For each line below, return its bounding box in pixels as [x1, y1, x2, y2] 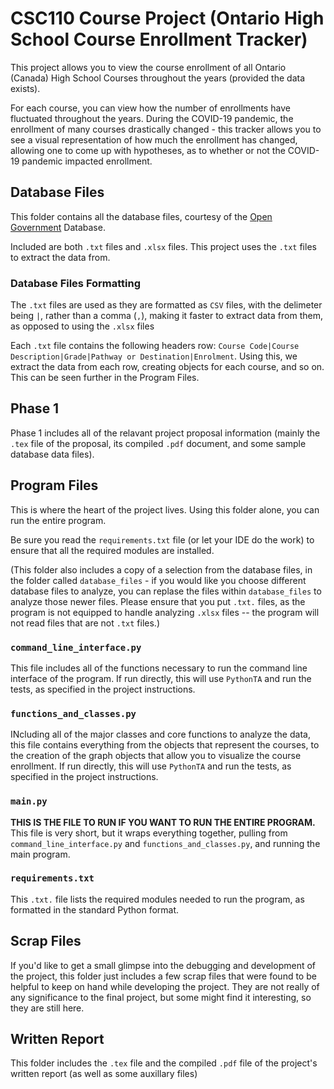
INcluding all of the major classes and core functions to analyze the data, [10, 728, 311, 741]
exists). [10, 82, 41, 94]
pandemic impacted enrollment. [21, 155, 153, 167]
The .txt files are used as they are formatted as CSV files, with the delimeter [10, 299, 323, 311]
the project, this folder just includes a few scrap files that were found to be [10, 970, 317, 982]
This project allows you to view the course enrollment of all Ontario [10, 61, 287, 73]
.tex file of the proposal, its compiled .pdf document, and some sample [10, 437, 307, 449]
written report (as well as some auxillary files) [10, 1068, 198, 1080]
